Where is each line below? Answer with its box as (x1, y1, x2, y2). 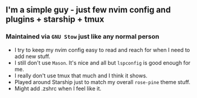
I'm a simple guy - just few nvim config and (5, 5, 171, 15)
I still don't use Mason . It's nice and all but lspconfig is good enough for (14, 59, 191, 66)
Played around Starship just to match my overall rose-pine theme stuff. (14, 78, 191, 85)
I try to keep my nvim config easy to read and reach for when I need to (14, 46, 190, 53)
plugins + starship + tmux (5, 15, 105, 25)
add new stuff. (14, 53, 51, 60)
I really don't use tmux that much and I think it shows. (14, 72, 147, 79)
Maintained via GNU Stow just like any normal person (5, 33, 160, 41)
